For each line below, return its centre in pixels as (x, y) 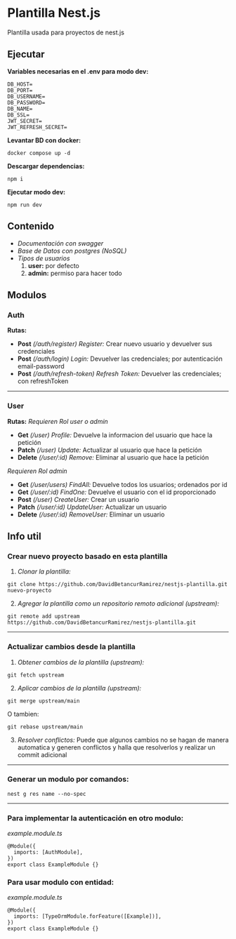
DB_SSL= (19, 115)
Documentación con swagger (60, 243)
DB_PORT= (20, 90)
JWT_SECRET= (25, 121)
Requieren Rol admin (38, 471)
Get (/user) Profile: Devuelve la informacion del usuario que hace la (115, 435)
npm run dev (25, 205)
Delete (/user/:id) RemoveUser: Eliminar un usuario (91, 514)
